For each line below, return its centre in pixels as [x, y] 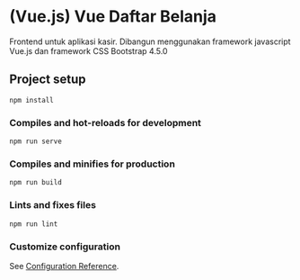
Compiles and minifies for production [92, 164]
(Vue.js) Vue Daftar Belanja [113, 17]
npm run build [36, 183]
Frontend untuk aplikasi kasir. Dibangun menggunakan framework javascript [150, 41]
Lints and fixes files [53, 205]
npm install [31, 100]
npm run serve [36, 141]
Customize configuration [65, 247]
